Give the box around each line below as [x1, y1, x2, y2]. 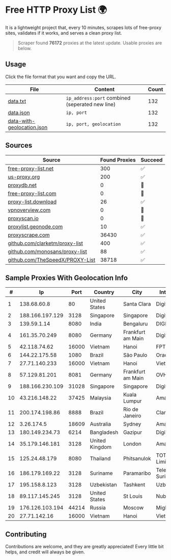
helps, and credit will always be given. [5, 549, 85, 555]
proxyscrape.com [8, 231, 50, 238]
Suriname [90, 470, 113, 477]
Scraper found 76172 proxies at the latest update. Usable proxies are [17, 39, 162, 46]
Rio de [123, 406, 138, 413]
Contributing [5, 530, 47, 539]
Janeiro [123, 412, 141, 419]
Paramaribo [123, 470, 151, 477]
